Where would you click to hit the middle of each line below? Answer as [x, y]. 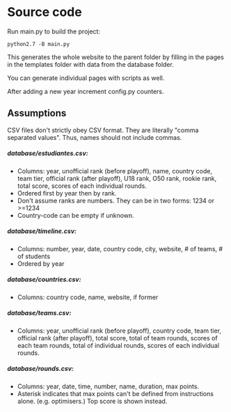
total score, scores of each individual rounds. [82, 186]
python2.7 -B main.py [39, 44]
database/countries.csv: [44, 280]
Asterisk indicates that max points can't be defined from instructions [115, 393]
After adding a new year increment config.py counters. [86, 91]
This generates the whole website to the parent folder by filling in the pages [115, 57]
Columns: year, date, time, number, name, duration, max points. [108, 386]
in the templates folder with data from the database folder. [90, 64]
